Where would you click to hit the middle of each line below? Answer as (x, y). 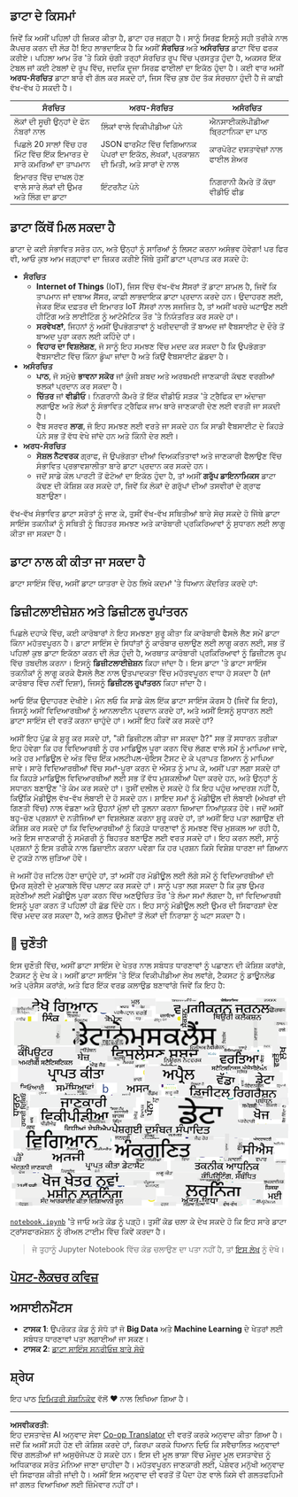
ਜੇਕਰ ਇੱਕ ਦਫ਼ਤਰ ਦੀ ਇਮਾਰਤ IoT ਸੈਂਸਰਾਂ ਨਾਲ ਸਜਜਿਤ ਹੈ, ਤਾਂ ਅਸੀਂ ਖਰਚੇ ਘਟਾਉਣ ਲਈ (162, 306)
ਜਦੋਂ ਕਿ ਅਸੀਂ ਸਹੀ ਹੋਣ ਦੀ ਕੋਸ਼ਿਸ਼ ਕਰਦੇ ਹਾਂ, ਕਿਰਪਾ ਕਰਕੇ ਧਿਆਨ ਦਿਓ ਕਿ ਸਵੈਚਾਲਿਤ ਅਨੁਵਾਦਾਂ (145, 1444)
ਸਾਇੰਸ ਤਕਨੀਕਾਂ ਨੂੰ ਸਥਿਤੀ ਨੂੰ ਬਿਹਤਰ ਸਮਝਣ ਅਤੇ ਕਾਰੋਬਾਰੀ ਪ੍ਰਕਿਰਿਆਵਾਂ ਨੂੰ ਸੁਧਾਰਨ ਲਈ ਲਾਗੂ (148, 524)
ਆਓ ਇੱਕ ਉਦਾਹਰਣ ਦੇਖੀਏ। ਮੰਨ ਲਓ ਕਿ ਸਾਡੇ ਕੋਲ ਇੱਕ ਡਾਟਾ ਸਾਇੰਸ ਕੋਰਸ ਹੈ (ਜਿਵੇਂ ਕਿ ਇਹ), (144, 700)
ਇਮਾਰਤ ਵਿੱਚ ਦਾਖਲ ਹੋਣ (49, 177)
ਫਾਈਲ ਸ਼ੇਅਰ (229, 159)
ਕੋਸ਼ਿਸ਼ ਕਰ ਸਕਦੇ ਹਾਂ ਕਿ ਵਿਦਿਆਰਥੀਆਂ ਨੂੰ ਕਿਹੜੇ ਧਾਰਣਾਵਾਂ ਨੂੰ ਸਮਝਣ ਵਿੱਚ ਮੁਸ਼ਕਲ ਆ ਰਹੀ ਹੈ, (145, 828)
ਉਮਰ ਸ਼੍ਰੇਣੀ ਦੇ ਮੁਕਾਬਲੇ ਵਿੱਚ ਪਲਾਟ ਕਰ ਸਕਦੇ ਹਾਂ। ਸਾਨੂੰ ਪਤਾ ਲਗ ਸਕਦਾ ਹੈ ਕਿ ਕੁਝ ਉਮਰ (137, 885)
